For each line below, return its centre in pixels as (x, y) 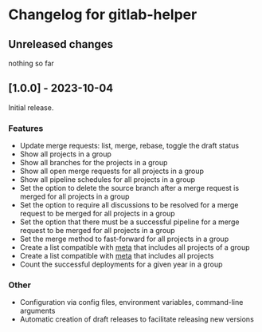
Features (26, 128)
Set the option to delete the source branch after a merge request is (129, 188)
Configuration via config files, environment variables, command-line (131, 302)
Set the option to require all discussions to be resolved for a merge (129, 205)
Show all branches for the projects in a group (94, 163)
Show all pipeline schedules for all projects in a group (108, 180)
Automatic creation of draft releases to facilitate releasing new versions (137, 319)
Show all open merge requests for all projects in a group (112, 171)
